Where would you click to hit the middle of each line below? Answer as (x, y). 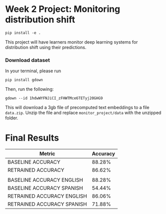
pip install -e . (23, 33)
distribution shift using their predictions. (46, 47)
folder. (12, 118)
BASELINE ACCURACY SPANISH (45, 188)
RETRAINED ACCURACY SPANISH (47, 204)
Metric (47, 154)
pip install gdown (24, 80)
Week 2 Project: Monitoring (63, 9)
